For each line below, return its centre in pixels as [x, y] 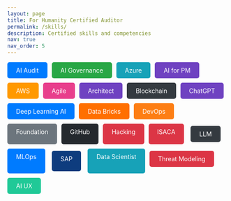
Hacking [124, 132]
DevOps [154, 111]
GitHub [80, 132]
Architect [101, 91]
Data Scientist [117, 157]
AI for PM [177, 70]
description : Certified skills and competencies [79, 33]
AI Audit [28, 70]
